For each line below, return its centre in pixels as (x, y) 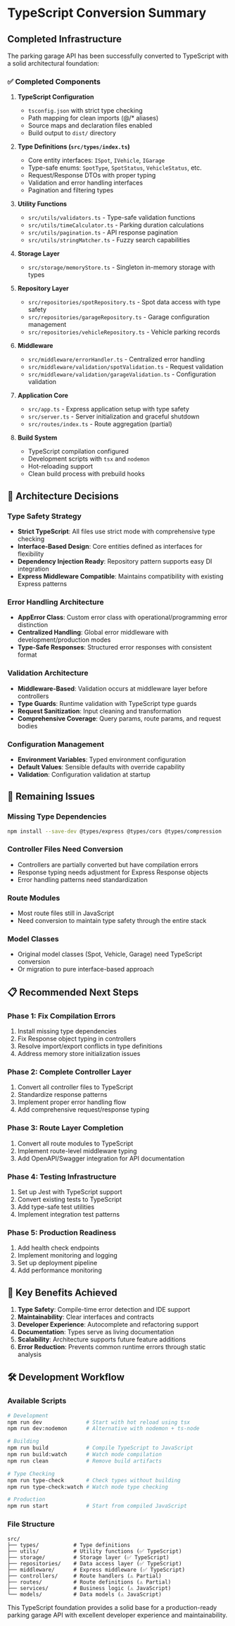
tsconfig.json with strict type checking (85, 111)
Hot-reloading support (61, 466)
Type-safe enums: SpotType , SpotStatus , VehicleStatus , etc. (115, 168)
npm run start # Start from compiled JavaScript (97, 1506)
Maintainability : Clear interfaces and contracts (86, 1317)
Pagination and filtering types (71, 190)
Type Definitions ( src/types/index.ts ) (74, 147)
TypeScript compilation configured (78, 452)
